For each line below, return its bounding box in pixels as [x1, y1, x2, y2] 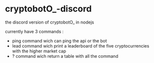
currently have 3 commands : [5, 28, 64, 34]
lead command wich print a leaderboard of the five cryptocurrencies [12, 43, 150, 49]
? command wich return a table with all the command [12, 53, 119, 59]
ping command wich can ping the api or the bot [12, 38, 107, 44]
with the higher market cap [12, 48, 67, 54]
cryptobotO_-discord [5, 3, 92, 14]
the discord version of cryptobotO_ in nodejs [5, 19, 94, 25]
